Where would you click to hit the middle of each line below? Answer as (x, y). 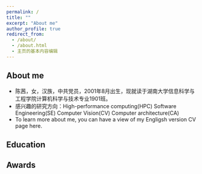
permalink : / (23, 12)
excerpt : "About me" (32, 23)
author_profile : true (34, 29)
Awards (21, 165)
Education (26, 145)
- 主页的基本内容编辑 (35, 51)
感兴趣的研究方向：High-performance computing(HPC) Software (96, 106)
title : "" (19, 18)
